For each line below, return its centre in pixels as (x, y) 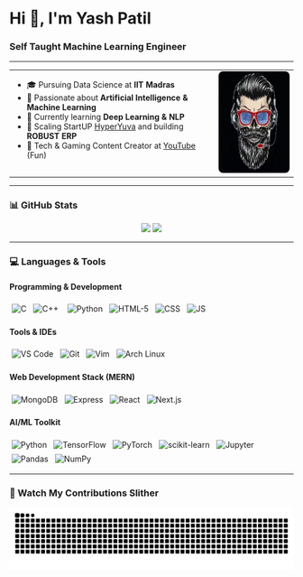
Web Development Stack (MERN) (72, 377)
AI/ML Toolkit (35, 423)
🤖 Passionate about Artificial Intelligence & (107, 98)
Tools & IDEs (33, 331)
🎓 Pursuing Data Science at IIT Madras (101, 85)
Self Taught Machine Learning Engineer (98, 47)
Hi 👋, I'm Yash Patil (80, 19)
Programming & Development (66, 286)
